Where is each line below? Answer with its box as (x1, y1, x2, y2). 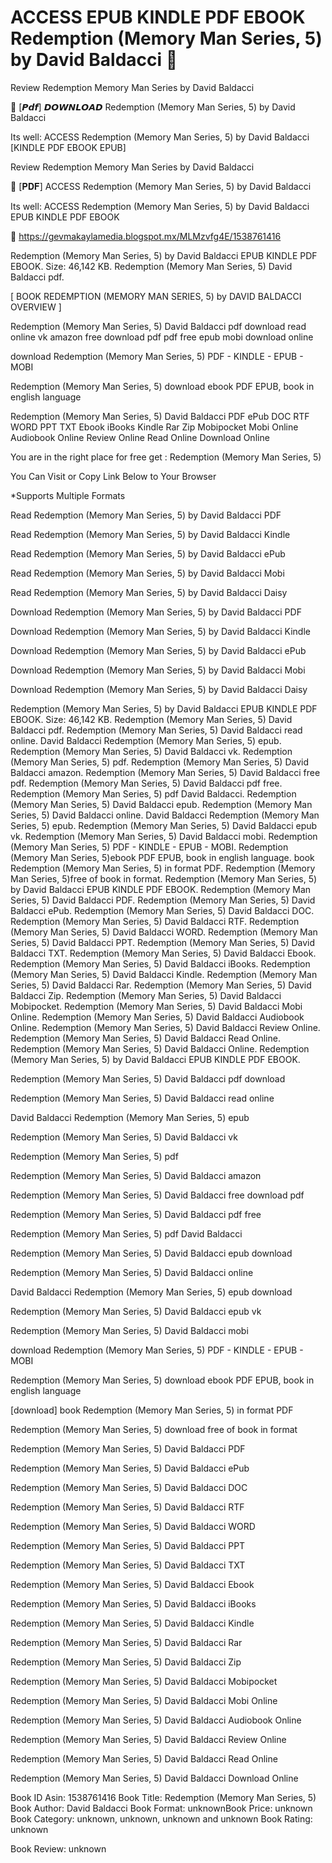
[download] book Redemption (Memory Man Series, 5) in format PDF (10, 1404, 294, 1416)
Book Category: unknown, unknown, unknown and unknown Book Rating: (10, 1812, 313, 1825)
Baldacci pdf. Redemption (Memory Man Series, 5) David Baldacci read (10, 724, 303, 736)
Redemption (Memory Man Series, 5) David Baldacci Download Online (10, 1772, 299, 1784)
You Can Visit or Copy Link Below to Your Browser (10, 470, 217, 482)
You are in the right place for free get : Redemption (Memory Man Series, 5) (10, 451, 322, 463)
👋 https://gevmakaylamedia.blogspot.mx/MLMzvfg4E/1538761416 (10, 230, 282, 242)
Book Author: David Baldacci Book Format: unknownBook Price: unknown (10, 1802, 313, 1814)
